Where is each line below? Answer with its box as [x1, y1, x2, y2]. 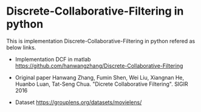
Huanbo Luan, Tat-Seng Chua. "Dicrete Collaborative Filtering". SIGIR [15, 80, 188, 88]
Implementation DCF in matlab [15, 55, 91, 63]
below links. [6, 44, 36, 51]
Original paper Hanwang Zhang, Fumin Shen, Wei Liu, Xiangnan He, [15, 74, 185, 81]
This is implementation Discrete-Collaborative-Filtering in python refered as [6, 37, 196, 44]
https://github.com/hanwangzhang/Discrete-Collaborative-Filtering [15, 62, 183, 69]
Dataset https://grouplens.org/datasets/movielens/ [15, 99, 142, 106]
